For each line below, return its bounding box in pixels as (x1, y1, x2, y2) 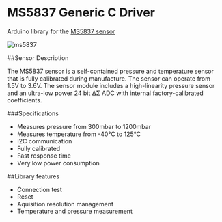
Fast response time (16, 152, 72, 160)
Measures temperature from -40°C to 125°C (16, 130, 141, 138)
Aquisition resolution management (16, 199, 114, 208)
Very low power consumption (16, 158, 100, 167)
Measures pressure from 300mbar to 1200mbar (16, 122, 152, 130)
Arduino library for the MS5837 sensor (7, 27, 115, 36)
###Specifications (7, 109, 59, 117)
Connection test (16, 185, 63, 193)
